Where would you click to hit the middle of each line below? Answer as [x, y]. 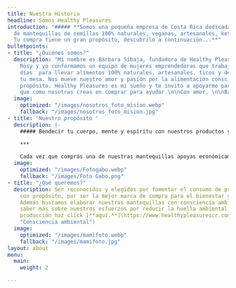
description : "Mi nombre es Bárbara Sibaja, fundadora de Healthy [113, 60]
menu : [15, 255]
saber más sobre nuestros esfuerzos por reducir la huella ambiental [124, 209]
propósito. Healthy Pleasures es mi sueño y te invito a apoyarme [119, 86]
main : [22, 261]
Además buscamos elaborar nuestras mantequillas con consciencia [118, 202]
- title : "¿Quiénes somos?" [48, 53]
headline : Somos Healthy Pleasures [59, 20]
